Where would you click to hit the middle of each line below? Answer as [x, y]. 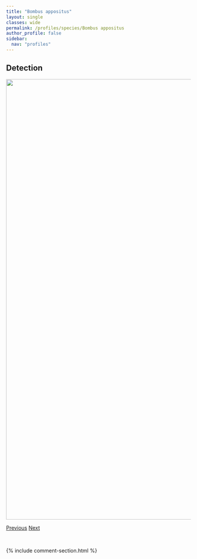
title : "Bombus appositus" [39, 11]
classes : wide [23, 22]
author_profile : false [34, 33]
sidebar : [17, 39]
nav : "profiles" [31, 45]
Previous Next [23, 528]
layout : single [25, 17]
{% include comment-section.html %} [52, 550]
